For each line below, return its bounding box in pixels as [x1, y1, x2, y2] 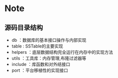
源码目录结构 [4, 23, 43, 31]
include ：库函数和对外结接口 [11, 62, 70, 67]
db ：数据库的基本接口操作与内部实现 [11, 37, 86, 43]
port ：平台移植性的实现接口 [11, 67, 68, 73]
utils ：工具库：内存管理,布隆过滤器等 [11, 55, 86, 61]
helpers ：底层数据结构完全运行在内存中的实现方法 [11, 49, 113, 55]
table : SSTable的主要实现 [11, 43, 64, 49]
